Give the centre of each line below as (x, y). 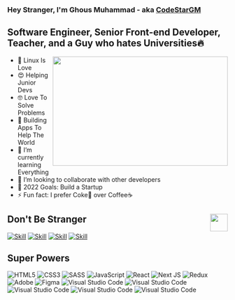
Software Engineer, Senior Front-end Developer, (114, 33)
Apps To (29, 127)
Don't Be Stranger (47, 219)
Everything (33, 172)
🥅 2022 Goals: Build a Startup (60, 187)
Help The (30, 135)
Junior (27, 83)
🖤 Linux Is (31, 60)
